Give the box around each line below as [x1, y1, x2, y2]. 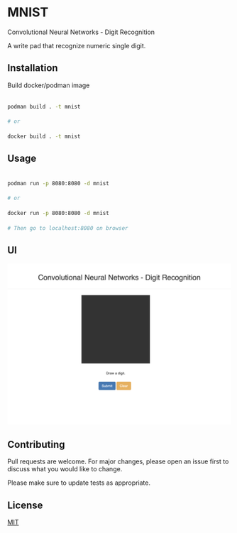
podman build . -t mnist [7, 103, 81, 110]
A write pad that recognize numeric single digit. [7, 41, 146, 50]
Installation [7, 62, 58, 75]
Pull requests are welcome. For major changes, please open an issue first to [7, 457, 229, 466]
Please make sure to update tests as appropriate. [7, 478, 151, 487]
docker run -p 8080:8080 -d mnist [7, 210, 110, 217]
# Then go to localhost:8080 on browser [7, 224, 129, 231]
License [7, 499, 43, 511]
